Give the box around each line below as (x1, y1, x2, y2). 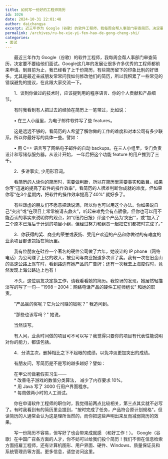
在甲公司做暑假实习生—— (13, 371, 66, 377)
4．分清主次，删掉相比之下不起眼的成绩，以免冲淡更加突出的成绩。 (13, 349, 153, 355)
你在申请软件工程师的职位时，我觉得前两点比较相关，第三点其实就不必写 (13, 400, 163, 406)
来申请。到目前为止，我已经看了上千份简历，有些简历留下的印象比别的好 (5, 67, 154, 73)
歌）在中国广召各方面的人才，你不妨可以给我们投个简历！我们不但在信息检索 (5, 436, 163, 442)
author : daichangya (5, 21, 46, 27)
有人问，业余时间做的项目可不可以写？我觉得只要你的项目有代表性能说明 (13, 332, 163, 338)
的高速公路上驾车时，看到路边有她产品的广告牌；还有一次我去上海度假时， (5, 261, 158, 267)
